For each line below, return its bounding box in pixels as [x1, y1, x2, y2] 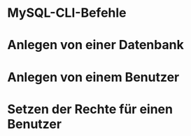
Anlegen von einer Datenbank [7, 37, 184, 53]
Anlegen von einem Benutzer [7, 69, 180, 85]
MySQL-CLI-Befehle [7, 5, 127, 21]
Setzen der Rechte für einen [7, 101, 174, 117]
